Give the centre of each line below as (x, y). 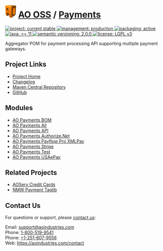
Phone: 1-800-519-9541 (29, 233)
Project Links (26, 64)
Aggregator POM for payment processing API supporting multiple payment (81, 43)
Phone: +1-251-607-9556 (31, 238)
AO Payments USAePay (37, 157)
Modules (19, 108)
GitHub (20, 92)
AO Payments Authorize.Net (41, 136)
